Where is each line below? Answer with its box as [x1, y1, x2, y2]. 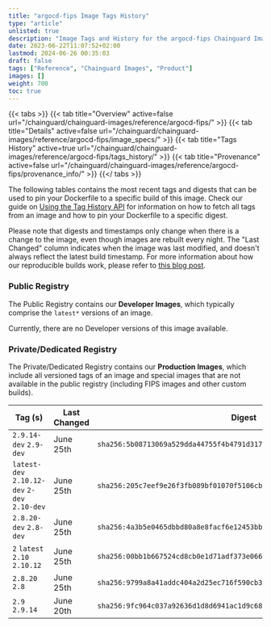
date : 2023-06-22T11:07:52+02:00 [8, 42, 121, 50]
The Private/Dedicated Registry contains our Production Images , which [8, 361, 247, 372]
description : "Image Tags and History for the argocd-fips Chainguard [8, 34, 251, 43]
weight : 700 [8, 79, 48, 87]
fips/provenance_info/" [8, 169, 85, 179]
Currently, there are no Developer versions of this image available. [8, 323, 228, 333]
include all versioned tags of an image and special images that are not [8, 370, 241, 380]
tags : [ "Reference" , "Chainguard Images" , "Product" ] [8, 65, 194, 73]
